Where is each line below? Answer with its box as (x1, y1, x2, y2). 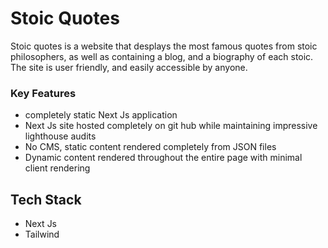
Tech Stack (10, 191, 82, 208)
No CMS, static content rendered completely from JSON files (24, 141, 277, 153)
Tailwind (24, 228, 60, 241)
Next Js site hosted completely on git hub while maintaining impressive (24, 120, 318, 132)
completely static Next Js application (24, 109, 178, 121)
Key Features (10, 86, 77, 100)
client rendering (24, 162, 91, 174)
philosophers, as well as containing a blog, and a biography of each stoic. (10, 50, 314, 62)
